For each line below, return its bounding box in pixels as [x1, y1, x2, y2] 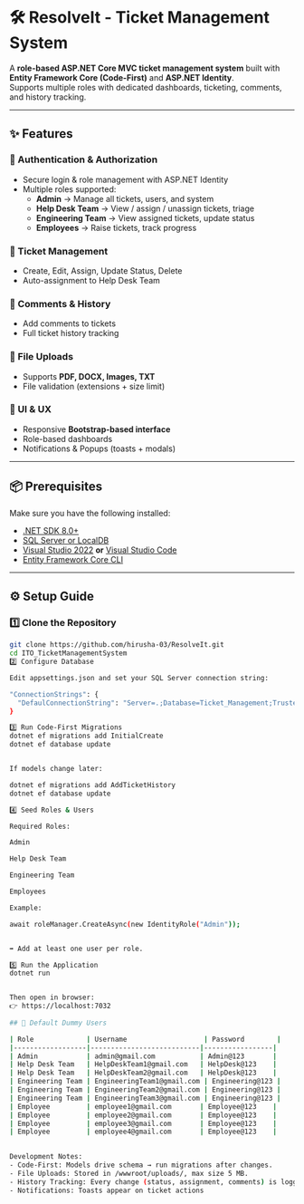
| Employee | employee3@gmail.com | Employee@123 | [9, 1119, 278, 1128]
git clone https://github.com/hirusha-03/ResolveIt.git [9, 641, 224, 650]
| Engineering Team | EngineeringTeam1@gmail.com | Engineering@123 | [9, 1077, 281, 1086]
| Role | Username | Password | [9, 1035, 281, 1044]
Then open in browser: [9, 993, 95, 1002]
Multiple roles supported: [22, 183, 117, 195]
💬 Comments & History [9, 297, 111, 310]
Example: [9, 903, 43, 912]
